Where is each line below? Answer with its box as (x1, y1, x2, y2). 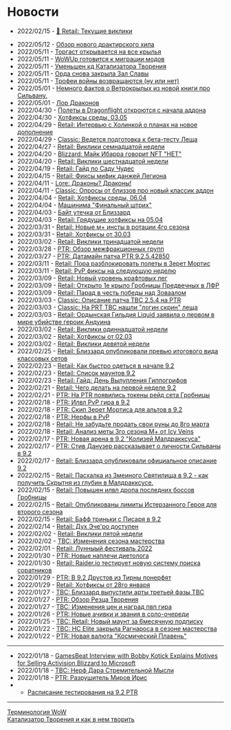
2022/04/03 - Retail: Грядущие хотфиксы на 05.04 (16, 215, 163, 223)
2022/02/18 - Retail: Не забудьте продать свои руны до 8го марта (16, 420, 210, 428)
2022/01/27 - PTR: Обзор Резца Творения (16, 595, 139, 604)
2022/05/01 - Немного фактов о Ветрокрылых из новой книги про (16, 84, 211, 92)
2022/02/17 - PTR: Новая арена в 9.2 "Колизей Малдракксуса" (16, 434, 201, 443)
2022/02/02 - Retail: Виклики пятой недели (16, 529, 143, 538)
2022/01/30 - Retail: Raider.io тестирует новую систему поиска (16, 558, 201, 567)
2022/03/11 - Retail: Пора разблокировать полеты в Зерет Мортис (16, 259, 211, 267)
